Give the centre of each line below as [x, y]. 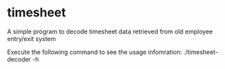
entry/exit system [32, 38]
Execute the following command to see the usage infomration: [95, 52]
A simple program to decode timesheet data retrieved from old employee [110, 31]
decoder [19, 59]
